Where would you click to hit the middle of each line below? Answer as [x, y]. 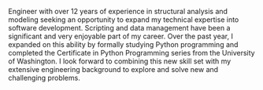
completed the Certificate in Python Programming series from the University [131, 53]
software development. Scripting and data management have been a [119, 28]
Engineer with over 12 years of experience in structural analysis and [118, 11]
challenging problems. [44, 78]
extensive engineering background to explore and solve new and [113, 69]
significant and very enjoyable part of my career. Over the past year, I [121, 36]
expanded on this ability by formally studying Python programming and [123, 45]
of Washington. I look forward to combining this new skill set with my [120, 61]
